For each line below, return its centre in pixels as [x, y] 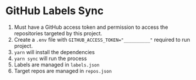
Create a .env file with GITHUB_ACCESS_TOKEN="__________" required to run [102, 39]
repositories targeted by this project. [58, 33]
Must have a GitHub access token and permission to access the [91, 27]
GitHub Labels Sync [55, 11]
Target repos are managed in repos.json [63, 71]
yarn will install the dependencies [54, 52]
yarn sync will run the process [50, 58]
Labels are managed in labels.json [57, 64]
